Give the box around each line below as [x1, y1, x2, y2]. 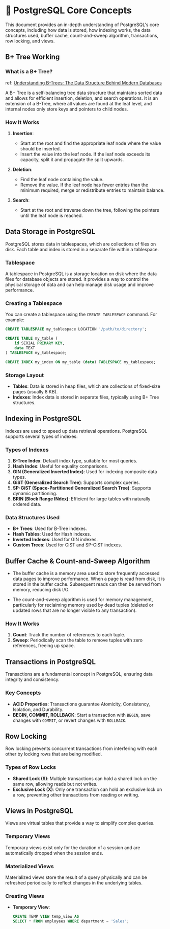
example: [5, 317, 24, 323]
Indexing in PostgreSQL [5, 414, 81, 423]
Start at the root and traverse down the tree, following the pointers [20, 207, 159, 213]
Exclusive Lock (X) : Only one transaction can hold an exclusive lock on [12, 786, 162, 792]
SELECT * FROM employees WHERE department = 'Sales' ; [12, 919, 129, 924]
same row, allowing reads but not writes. [12, 781, 98, 787]
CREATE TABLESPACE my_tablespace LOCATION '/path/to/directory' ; [5, 327, 147, 332]
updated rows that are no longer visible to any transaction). [12, 607, 137, 613]
